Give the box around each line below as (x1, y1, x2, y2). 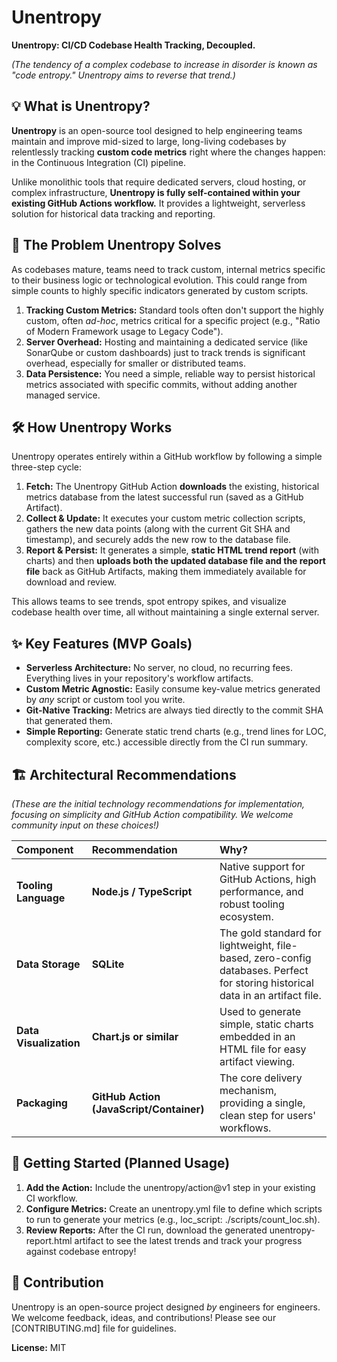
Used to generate (219, 1005, 302, 1018)
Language (16, 891, 66, 905)
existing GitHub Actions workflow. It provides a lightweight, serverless (11, 197, 306, 209)
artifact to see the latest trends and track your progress (74, 1234, 303, 1246)
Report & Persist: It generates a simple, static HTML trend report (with (25, 544, 319, 556)
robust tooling (219, 897, 285, 911)
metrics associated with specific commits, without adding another (25, 378, 298, 390)
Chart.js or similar (91, 1030, 179, 1043)
